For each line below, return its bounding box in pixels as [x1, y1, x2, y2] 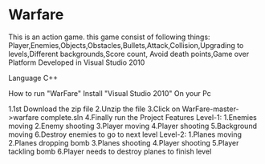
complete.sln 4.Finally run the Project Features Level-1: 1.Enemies [40, 112, 257, 122]
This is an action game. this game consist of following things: [8, 32, 210, 42]
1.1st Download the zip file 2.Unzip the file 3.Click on [8, 104, 181, 114]
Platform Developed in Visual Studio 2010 [8, 58, 145, 67]
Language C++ [8, 73, 59, 82]
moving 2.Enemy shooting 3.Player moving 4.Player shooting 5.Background [8, 121, 257, 130]
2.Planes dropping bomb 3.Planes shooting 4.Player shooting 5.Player [8, 138, 239, 147]
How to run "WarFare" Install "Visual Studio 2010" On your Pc [8, 88, 211, 98]
